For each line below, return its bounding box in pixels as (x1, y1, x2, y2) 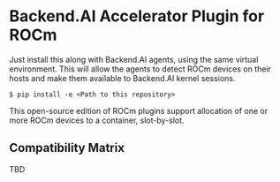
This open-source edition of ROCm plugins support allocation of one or (9, 105, 269, 116)
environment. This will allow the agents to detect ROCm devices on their (9, 64, 272, 74)
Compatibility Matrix (9, 140, 125, 155)
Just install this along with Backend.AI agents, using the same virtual (9, 54, 259, 64)
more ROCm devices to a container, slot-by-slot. (9, 115, 185, 125)
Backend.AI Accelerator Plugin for (9, 6, 265, 27)
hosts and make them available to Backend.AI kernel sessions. (9, 72, 236, 83)
